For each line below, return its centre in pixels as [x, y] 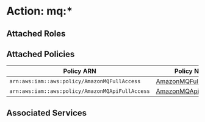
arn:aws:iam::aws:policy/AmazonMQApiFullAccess [80, 91]
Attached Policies [41, 54]
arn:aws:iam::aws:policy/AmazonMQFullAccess [75, 81]
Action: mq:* [40, 11]
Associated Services [47, 113]
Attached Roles [36, 34]
